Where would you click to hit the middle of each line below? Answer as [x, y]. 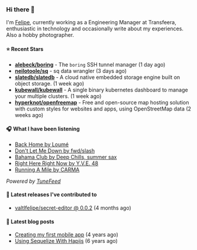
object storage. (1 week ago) [49, 83]
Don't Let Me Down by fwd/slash [55, 150]
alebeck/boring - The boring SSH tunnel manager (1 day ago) [90, 64]
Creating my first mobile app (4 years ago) [66, 235]
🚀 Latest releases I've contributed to [51, 195]
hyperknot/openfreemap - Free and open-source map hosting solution [102, 102]
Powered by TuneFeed [33, 181]
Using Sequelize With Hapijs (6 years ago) [66, 241]
